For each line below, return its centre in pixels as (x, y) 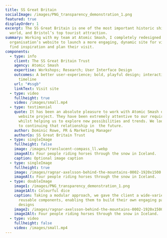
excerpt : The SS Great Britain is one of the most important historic (80, 28)
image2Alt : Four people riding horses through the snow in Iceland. (86, 214)
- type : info (23, 56)
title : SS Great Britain (31, 10)
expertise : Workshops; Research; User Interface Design (73, 70)
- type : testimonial (31, 107)
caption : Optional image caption (49, 158)
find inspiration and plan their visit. (52, 47)
